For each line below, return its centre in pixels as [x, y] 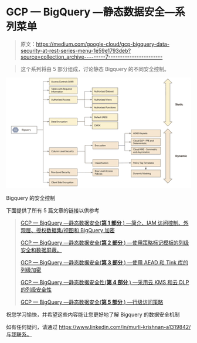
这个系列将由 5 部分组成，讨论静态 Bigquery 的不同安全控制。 [95, 69]
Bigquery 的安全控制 [31, 198]
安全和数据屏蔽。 [41, 250]
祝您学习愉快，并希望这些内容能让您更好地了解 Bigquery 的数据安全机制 [93, 315]
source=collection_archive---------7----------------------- [91, 57]
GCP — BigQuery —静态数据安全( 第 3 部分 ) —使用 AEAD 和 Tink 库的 [104, 263]
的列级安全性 [36, 290]
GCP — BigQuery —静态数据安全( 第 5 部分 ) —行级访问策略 [92, 302]
